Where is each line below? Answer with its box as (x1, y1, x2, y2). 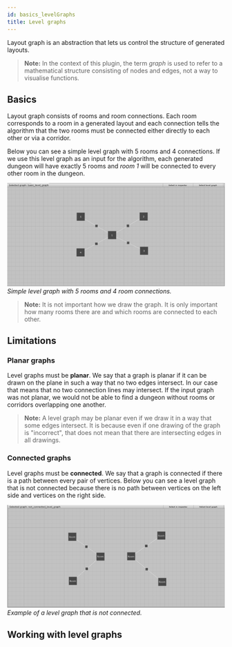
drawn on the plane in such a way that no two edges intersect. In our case (7, 378, 218, 387)
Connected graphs (7, 453, 71, 463)
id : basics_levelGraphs (7, 11, 76, 18)
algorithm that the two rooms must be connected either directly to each (7, 126, 211, 135)
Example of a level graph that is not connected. (7, 608, 142, 617)
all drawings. (23, 436, 61, 445)
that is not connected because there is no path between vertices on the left (7, 483, 222, 492)
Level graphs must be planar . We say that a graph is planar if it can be (7, 371, 207, 380)
